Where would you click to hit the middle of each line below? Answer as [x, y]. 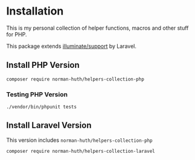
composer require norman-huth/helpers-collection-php [75, 79]
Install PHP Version [43, 65]
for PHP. [17, 34]
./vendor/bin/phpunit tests [42, 107]
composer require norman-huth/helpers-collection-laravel [81, 151]
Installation [35, 11]
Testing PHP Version [37, 94]
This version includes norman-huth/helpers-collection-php [79, 140]
